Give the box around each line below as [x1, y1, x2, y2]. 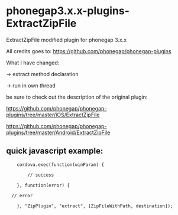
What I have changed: [6, 59, 60, 66]
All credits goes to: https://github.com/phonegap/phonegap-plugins [6, 47, 171, 54]
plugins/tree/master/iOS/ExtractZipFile [6, 111, 100, 118]
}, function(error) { [17, 182, 70, 188]
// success [27, 172, 54, 178]
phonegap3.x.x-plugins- [6, 4, 130, 18]
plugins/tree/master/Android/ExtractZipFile [6, 129, 111, 136]
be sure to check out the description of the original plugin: [6, 93, 148, 100]
